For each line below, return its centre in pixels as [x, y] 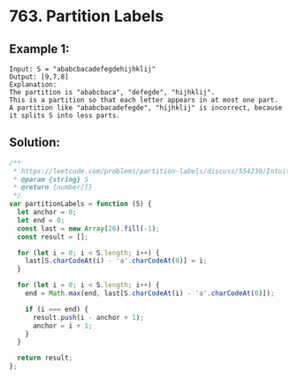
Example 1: [39, 49]
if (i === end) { [57, 309]
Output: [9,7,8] [39, 77]
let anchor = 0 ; [47, 212]
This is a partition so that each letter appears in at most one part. [144, 100]
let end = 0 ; [41, 220]
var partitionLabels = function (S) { [80, 204]
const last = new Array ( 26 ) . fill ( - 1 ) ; [89, 228]
